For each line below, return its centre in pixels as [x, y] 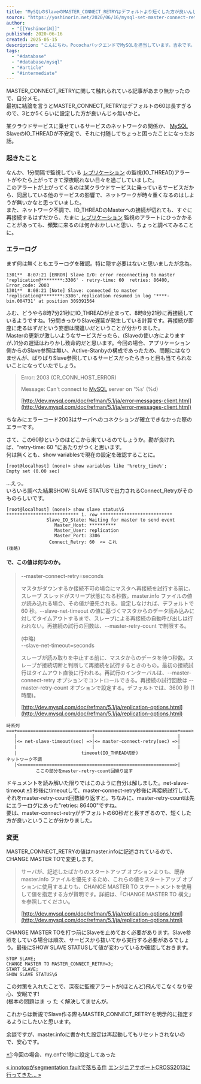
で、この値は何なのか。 [35, 562]
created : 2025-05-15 [32, 40]
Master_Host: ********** [85, 525]
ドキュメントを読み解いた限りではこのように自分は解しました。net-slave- [98, 783]
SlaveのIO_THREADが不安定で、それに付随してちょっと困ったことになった [98, 134]
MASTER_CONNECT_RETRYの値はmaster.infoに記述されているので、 [91, 851]
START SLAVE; [22, 969]
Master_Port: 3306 [77, 535]
